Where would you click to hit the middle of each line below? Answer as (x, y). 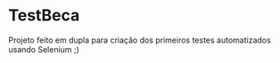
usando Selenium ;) (44, 49)
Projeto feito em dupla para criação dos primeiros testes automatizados (140, 40)
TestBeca (44, 16)
